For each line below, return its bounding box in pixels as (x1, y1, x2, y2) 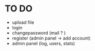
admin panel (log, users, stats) (12, 40, 75, 46)
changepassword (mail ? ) (12, 30, 66, 36)
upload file (12, 19, 35, 25)
